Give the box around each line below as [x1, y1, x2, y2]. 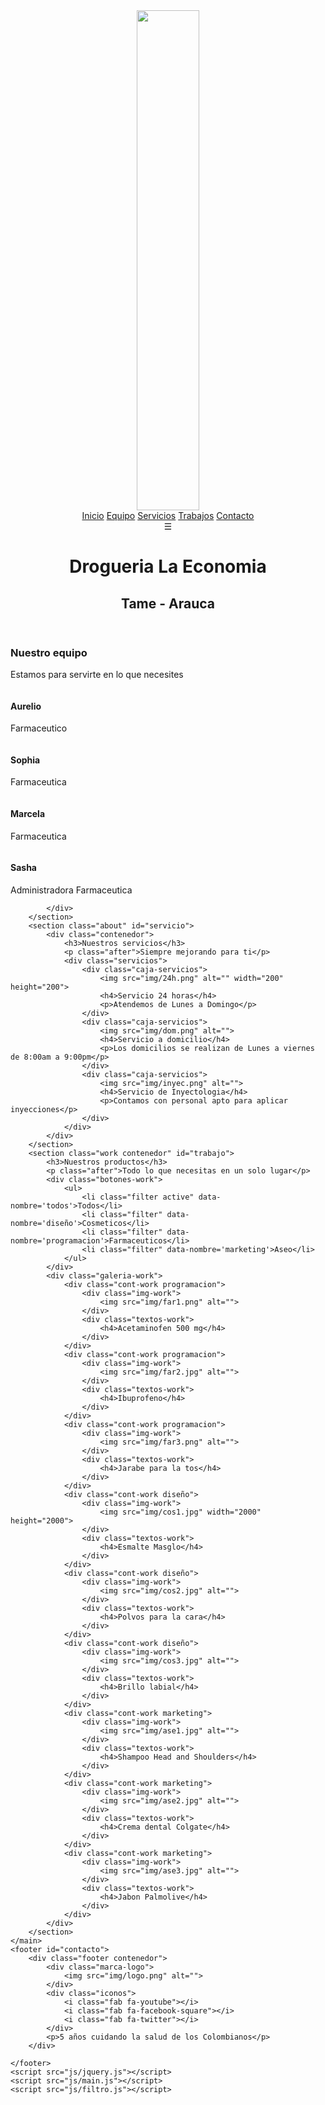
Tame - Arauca [120, 595, 216, 612]
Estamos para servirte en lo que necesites [10, 668, 184, 680]
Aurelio [10, 700, 42, 712]
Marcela [10, 807, 46, 819]
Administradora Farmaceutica [10, 884, 133, 896]
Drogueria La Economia [69, 555, 267, 578]
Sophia [10, 754, 41, 766]
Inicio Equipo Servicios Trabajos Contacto [81, 510, 255, 521]
